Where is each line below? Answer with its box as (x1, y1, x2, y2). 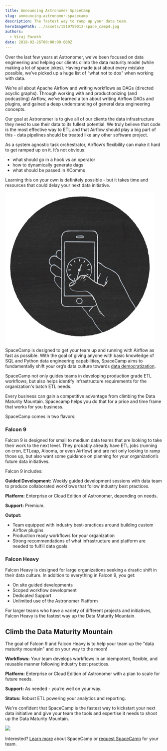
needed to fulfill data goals (12, 543, 68, 549)
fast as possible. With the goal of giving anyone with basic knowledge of (5, 352, 155, 358)
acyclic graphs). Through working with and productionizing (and (5, 90, 137, 96)
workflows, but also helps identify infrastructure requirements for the (5, 378, 147, 384)
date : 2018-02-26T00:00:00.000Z (5, 40, 72, 45)
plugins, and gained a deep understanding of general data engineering (5, 100, 151, 107)
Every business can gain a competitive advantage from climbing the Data (5, 393, 156, 399)
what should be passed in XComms (12, 167, 86, 173)
